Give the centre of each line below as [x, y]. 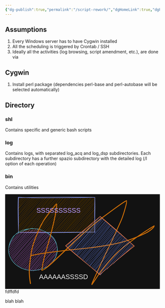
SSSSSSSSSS [58, 210]
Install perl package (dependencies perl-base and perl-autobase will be [85, 85]
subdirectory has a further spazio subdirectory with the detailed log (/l [76, 158]
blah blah [14, 301]
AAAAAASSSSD [64, 277]
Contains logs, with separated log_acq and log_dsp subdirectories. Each [78, 154]
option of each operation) [31, 164]
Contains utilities [22, 187]
